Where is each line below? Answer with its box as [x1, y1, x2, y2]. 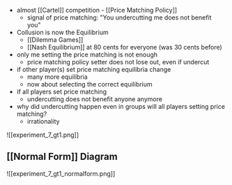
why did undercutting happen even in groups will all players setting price [16, 103, 226, 110]
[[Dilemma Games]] [26, 36, 84, 44]
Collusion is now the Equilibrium [16, 28, 109, 36]
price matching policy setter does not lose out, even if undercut [26, 58, 210, 66]
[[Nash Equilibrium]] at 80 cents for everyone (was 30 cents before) [26, 43, 222, 51]
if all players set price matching [16, 87, 107, 96]
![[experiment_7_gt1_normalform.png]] [6, 169, 116, 177]
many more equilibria [26, 73, 88, 81]
